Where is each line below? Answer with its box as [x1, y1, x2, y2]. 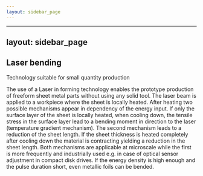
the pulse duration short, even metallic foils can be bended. [6, 163, 154, 170]
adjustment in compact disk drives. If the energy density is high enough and [6, 156, 196, 164]
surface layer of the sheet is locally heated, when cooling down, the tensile [6, 111, 193, 118]
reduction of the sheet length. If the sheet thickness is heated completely [6, 130, 188, 138]
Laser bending [6, 58, 62, 68]
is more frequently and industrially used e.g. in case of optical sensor [6, 150, 179, 157]
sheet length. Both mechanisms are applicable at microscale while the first [6, 143, 192, 151]
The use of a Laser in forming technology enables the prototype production [6, 86, 194, 93]
